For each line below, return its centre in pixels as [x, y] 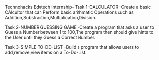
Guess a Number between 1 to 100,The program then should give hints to [79, 32]
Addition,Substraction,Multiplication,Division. [51, 17]
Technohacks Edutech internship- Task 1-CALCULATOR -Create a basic [78, 7]
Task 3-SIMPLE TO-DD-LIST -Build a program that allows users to [72, 47]
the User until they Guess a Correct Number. [50, 37]
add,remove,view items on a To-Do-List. [46, 52]
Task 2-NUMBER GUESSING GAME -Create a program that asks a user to [80, 27]
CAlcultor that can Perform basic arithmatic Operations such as [70, 12]
